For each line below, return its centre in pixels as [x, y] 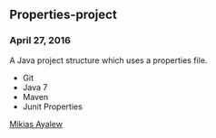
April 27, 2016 [40, 41]
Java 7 [35, 87]
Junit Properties [53, 106]
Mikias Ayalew [36, 124]
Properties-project [64, 15]
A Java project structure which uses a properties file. [108, 60]
